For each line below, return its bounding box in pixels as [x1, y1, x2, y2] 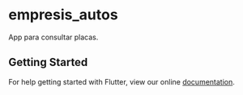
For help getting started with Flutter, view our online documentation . [8, 76, 235, 86]
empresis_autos [8, 6, 119, 24]
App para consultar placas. [8, 32, 99, 42]
